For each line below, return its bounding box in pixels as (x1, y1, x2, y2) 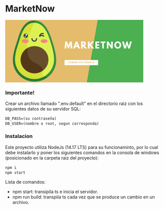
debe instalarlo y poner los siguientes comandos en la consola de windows (5, 149, 160, 155)
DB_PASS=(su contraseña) (5, 116, 57, 121)
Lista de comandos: (5, 178, 46, 185)
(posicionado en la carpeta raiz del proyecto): (5, 154, 99, 160)
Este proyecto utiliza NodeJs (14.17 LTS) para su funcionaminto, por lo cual (5, 144, 159, 150)
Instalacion (5, 133, 33, 140)
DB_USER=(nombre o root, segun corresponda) (5, 121, 99, 126)
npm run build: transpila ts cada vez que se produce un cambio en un (12, 193, 156, 200)
